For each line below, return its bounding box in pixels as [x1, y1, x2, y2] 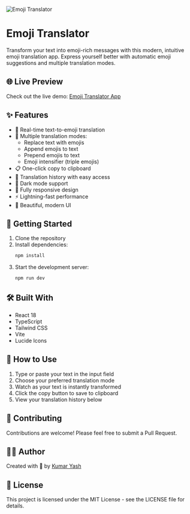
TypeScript [14, 318, 43, 325]
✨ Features [6, 110, 49, 120]
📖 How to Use [6, 354, 57, 364]
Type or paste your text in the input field [14, 370, 114, 378]
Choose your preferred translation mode [14, 376, 115, 384]
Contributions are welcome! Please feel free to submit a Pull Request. [6, 429, 177, 437]
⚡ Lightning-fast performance [14, 193, 89, 200]
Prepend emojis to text [23, 151, 80, 159]
